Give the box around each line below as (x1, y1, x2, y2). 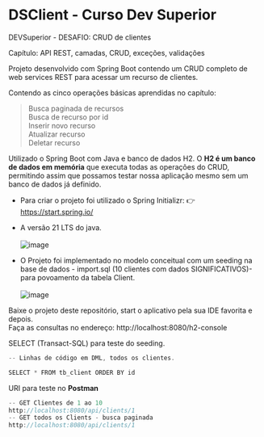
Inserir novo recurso (27, 120, 96, 130)
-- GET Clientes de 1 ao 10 (8, 398, 103, 407)
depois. (8, 313, 34, 324)
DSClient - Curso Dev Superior (8, 6, 216, 24)
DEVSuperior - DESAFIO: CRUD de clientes (8, 32, 152, 42)
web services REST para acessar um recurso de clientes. (8, 72, 199, 82)
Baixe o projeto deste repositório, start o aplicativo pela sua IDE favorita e (8, 305, 253, 315)
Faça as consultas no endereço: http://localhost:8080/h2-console (8, 322, 228, 332)
